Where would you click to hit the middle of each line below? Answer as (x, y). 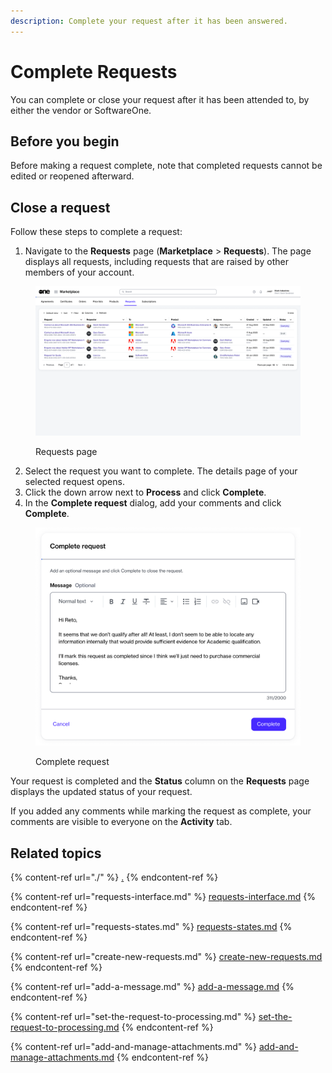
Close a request (60, 207)
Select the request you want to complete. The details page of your (161, 471)
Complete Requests (94, 71)
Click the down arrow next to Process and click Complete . (145, 492)
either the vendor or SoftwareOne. (81, 110)
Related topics (56, 853)
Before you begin (65, 141)
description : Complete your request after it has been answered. (149, 21)
